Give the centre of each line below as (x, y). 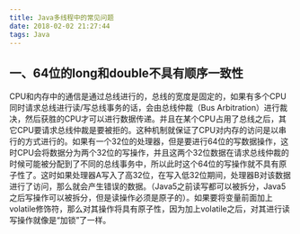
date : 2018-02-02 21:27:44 (60, 26)
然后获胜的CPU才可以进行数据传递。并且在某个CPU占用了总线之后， (152, 119)
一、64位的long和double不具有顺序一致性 (127, 73)
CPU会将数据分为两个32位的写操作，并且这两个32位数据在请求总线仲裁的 (153, 153)
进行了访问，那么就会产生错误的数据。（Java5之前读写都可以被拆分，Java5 (148, 186)
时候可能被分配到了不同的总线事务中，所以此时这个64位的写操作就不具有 (144, 164)
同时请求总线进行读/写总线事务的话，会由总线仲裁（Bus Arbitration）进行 (145, 108)
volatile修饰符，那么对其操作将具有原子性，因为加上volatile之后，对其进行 (146, 209)
